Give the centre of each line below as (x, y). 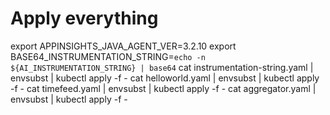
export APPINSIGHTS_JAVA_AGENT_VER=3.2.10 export (123, 46)
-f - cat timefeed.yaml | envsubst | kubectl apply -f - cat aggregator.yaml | (163, 88)
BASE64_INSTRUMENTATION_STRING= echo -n (108, 56)
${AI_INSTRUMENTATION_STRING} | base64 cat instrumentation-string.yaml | (162, 67)
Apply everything (84, 18)
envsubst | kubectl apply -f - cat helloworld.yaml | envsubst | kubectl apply (165, 78)
